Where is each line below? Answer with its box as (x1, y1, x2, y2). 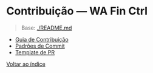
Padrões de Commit (15, 42, 65, 49)
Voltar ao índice (6, 60, 46, 68)
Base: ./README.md (21, 24, 72, 31)
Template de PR (15, 48, 55, 56)
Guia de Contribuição (15, 36, 69, 43)
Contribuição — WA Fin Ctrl (6, 4, 148, 18)
